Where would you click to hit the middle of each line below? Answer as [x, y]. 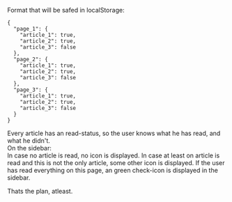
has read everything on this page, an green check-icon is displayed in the [113, 170]
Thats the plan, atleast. [40, 191]
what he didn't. [29, 141]
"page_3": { [31, 90]
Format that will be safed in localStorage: [66, 10]
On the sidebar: [30, 148]
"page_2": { [31, 59]
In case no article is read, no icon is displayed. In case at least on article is [114, 155]
